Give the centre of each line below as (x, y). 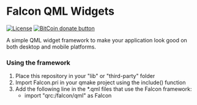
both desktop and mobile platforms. (51, 47)
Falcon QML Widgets (61, 11)
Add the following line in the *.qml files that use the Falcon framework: (103, 89)
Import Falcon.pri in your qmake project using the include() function (100, 83)
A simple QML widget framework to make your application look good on (97, 40)
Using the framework (38, 63)
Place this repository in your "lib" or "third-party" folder (85, 76)
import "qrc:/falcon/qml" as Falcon (68, 96)
